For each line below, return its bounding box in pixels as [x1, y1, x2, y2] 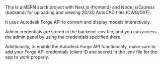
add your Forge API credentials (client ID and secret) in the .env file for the [5, 49, 158, 55]
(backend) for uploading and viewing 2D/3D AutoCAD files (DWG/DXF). [5, 9, 152, 15]
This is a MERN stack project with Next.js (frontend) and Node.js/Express [5, 4, 155, 10]
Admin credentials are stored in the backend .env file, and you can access [5, 29, 157, 34]
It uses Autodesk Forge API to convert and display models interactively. [5, 19, 151, 25]
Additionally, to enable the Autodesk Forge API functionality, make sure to [5, 44, 156, 49]
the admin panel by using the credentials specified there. [5, 34, 122, 40]
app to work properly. [5, 54, 50, 60]
